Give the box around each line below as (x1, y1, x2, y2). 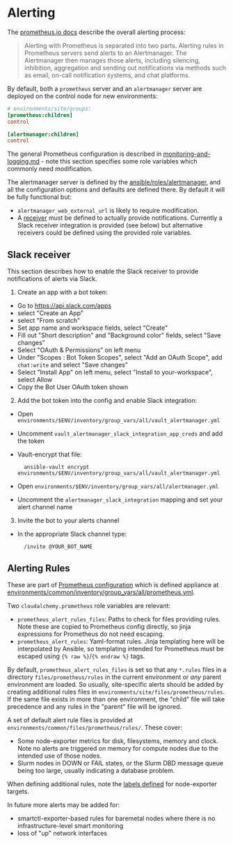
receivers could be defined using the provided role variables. (17, 228, 193, 237)
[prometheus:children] (7, 111, 73, 119)
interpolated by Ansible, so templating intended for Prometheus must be (17, 644, 224, 653)
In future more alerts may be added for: (7, 800, 120, 809)
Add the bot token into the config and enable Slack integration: (17, 397, 198, 405)
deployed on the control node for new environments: (7, 92, 158, 100)
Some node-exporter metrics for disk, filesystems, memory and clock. (17, 736, 219, 745)
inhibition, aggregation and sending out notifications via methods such (24, 63, 227, 72)
